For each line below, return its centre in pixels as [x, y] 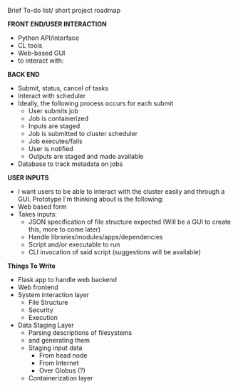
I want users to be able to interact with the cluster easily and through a [121, 191]
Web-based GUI [41, 53]
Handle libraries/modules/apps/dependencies [95, 237]
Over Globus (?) [62, 370]
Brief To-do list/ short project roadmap [64, 10]
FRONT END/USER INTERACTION [57, 24]
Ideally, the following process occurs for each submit [95, 103]
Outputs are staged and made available [86, 156]
